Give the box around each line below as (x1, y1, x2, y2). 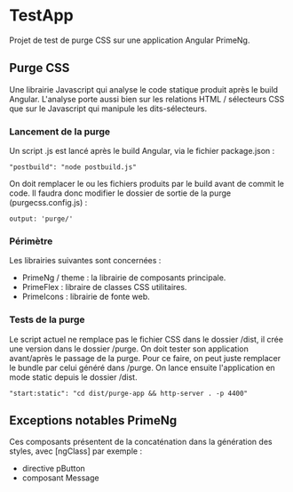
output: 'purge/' (9, 214, 74, 223)
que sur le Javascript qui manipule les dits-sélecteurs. (9, 103, 208, 114)
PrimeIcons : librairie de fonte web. (21, 291, 151, 302)
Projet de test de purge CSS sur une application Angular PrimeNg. (9, 35, 250, 45)
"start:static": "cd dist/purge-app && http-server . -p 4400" (9, 389, 249, 398)
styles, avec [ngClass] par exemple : (9, 446, 143, 456)
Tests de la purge (9, 313, 86, 326)
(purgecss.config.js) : (9, 198, 88, 208)
